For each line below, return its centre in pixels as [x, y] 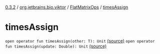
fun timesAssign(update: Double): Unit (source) [56, 46]
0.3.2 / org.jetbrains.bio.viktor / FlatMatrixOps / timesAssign [67, 7]
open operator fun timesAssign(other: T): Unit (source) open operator [80, 41]
